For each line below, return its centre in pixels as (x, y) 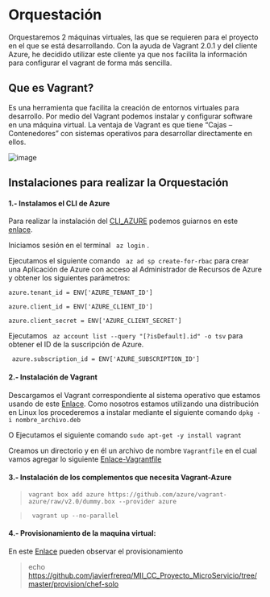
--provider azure (147, 501)
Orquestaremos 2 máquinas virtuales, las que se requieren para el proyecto (134, 37)
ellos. (17, 142)
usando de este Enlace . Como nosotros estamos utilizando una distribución (134, 404)
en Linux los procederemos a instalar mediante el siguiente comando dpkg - (135, 412)
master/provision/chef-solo (73, 584)
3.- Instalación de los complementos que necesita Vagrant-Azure (120, 478)
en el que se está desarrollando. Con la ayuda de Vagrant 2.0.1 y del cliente (133, 45)
